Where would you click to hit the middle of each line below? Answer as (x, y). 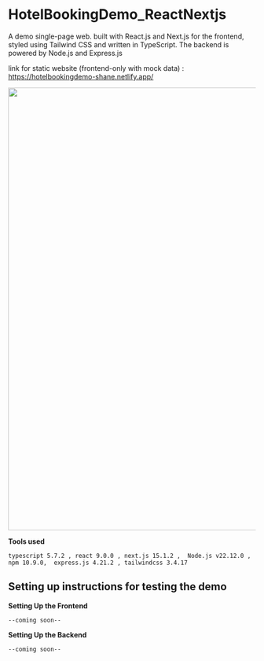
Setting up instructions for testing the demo (117, 587)
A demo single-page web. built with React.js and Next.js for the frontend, (126, 36)
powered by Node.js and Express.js (66, 53)
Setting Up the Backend (48, 634)
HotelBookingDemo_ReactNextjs (117, 15)
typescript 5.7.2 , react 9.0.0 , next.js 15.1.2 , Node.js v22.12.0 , (130, 556)
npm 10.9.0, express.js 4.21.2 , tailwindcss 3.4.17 (98, 563)
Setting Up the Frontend (48, 606)
